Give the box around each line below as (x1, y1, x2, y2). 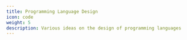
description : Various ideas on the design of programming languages (6, 25, 182, 31)
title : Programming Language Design (6, 8, 98, 15)
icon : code (6, 14, 34, 20)
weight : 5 (6, 19, 31, 25)
